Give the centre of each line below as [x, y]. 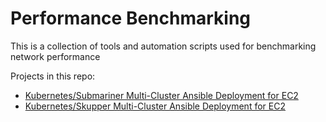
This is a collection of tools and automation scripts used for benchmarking [163, 46]
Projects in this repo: [53, 76]
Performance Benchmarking [131, 18]
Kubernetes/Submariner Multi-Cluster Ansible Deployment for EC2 [161, 95]
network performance [55, 56]
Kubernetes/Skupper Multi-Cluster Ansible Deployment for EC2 [155, 106]
